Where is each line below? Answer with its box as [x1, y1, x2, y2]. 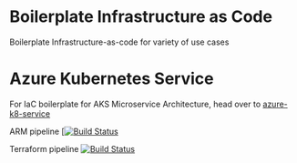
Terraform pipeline [9, 143, 79, 154]
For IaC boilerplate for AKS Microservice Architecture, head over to [9, 98, 261, 109]
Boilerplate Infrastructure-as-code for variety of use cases [9, 36, 230, 47]
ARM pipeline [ [9, 126, 66, 137]
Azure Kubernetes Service [9, 68, 214, 89]
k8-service [9, 107, 51, 119]
